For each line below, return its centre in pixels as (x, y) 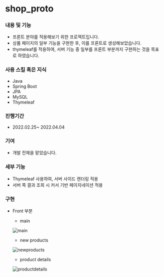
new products (34, 240)
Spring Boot (25, 86)
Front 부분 (22, 211)
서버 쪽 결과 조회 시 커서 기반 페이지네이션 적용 (58, 185)
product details (35, 259)
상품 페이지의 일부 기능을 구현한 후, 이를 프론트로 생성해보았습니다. (77, 43)
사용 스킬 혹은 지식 (26, 70)
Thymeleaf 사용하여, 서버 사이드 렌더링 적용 (55, 179)
